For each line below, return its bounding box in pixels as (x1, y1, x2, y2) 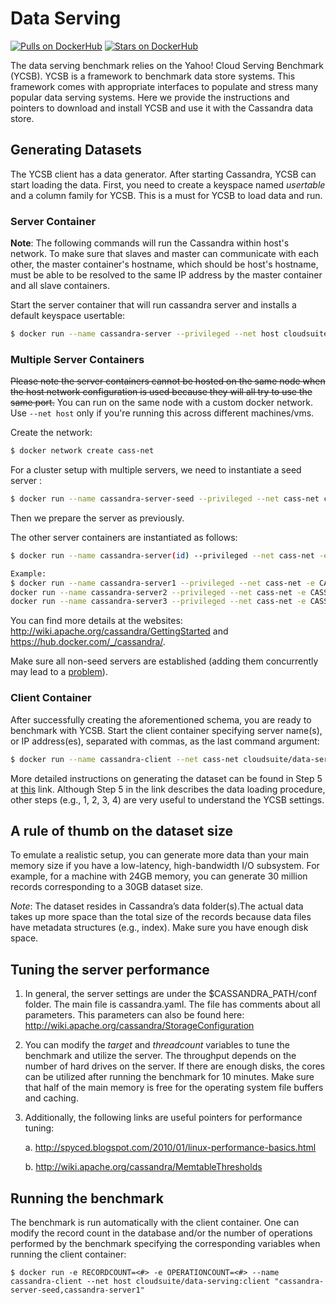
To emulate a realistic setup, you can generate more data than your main (10, 849, 309, 861)
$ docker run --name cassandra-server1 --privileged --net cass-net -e (10, 578, 315, 588)
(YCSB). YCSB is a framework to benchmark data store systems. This (10, 70, 296, 82)
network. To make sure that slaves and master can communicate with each (10, 248, 320, 260)
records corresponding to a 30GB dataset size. (10, 881, 204, 893)
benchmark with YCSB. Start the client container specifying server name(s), (10, 724, 323, 736)
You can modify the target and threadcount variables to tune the (24, 1039, 291, 1051)
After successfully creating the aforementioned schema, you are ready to (10, 713, 312, 726)
